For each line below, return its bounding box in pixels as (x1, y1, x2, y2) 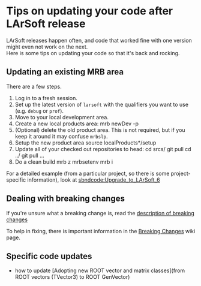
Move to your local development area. (14, 113, 109, 121)
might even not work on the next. (6, 43, 88, 50)
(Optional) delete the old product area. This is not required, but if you (14, 126, 185, 133)
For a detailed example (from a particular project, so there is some (6, 170, 170, 177)
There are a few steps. (6, 83, 62, 90)
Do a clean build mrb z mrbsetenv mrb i (14, 158, 113, 165)
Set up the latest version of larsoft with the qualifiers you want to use (14, 101, 189, 108)
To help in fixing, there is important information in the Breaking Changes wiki (6, 227, 196, 234)
